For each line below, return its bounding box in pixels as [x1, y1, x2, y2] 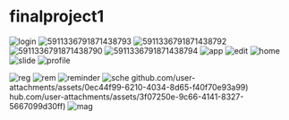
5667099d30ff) [9, 100, 66, 111]
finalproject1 [9, 6, 105, 27]
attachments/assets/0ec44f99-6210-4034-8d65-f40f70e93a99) [9, 81, 249, 92]
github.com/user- [131, 72, 196, 82]
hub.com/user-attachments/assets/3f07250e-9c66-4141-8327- [9, 91, 244, 102]
